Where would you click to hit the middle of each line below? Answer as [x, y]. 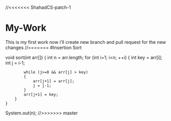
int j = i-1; [15, 63]
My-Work [26, 28]
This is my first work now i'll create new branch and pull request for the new [85, 42]
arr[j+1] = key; [41, 94]
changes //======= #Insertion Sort [44, 47]
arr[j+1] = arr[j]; [53, 81]
